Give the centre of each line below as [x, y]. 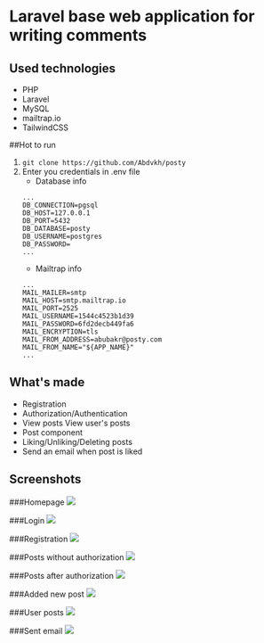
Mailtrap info [59, 268]
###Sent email [36, 631]
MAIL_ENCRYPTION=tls [60, 332]
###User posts [36, 612]
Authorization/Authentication [75, 413]
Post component [52, 432]
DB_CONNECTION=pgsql [60, 205]
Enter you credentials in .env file [81, 172]
